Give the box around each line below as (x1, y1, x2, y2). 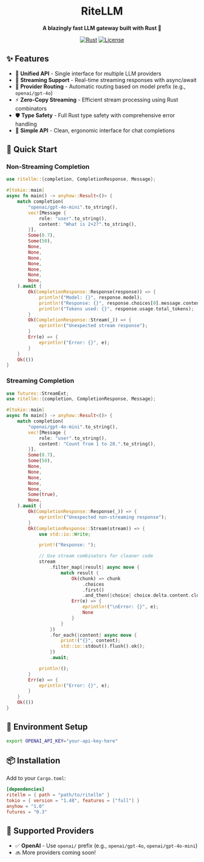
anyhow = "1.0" (6, 803, 45, 810)
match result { (60, 569, 99, 576)
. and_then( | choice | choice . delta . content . (82, 592, 191, 599)
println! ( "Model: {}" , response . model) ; (38, 294, 143, 300)
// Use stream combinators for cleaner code (38, 553, 154, 559)
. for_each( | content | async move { (49, 632, 137, 638)
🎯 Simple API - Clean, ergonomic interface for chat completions (15, 126, 175, 134)
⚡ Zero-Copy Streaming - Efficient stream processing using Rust (15, 96, 178, 103)
